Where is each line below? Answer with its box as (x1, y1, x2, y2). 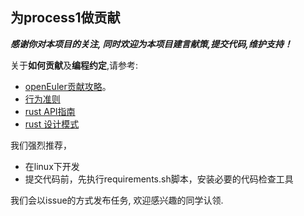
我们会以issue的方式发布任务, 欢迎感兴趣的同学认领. (10, 194, 224, 206)
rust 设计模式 (24, 118, 80, 130)
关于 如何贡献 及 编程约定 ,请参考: (10, 59, 139, 71)
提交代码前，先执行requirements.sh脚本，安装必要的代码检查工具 (24, 173, 294, 185)
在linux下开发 (24, 160, 80, 172)
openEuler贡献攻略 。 (24, 80, 112, 92)
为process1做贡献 (10, 9, 121, 27)
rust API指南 (24, 105, 76, 117)
